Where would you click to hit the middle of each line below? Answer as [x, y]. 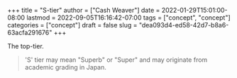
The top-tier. [26, 46]
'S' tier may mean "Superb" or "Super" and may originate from [116, 60]
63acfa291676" [30, 32]
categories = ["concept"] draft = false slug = [72, 25]
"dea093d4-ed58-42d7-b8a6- [184, 25]
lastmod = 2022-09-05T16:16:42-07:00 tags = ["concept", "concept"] [128, 18]
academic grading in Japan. [65, 67]
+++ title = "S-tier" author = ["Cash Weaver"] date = [84, 10]
